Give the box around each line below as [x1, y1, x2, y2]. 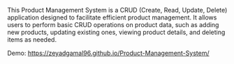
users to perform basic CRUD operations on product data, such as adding [7, 21, 219, 29]
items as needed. [7, 35, 57, 44]
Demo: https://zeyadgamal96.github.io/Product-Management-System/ [7, 49, 210, 57]
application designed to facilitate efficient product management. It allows [7, 13, 217, 22]
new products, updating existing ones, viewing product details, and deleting [7, 28, 226, 36]
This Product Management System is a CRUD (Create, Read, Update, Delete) [7, 6, 228, 14]
